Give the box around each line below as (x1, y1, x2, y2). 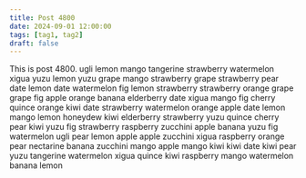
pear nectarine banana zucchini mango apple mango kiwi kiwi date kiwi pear (9, 141, 297, 152)
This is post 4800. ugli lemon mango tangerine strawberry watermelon (9, 64, 275, 74)
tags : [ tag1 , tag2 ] (9, 30, 84, 39)
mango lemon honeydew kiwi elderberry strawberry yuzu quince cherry (9, 112, 280, 123)
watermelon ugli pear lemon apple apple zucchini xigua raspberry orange (9, 131, 285, 142)
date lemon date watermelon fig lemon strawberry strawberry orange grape (9, 83, 294, 94)
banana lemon (9, 160, 64, 171)
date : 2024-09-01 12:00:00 (9, 22, 112, 31)
